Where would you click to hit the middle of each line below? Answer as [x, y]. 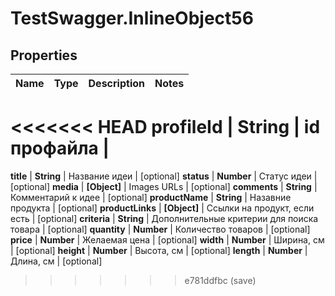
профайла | [60, 148]
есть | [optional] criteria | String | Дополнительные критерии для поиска [164, 218]
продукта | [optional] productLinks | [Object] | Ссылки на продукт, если [162, 208]
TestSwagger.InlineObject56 [132, 18]
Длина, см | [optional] [56, 261]
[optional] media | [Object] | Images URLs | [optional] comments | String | [164, 186]
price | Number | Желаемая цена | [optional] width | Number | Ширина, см [167, 239]
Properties [44, 55]
